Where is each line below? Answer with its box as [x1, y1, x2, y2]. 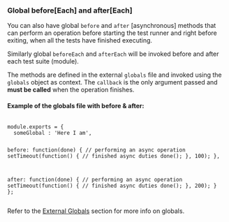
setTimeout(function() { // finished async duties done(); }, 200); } [7, 182, 217, 190]
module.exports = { [7, 123, 64, 131]
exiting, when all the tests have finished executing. [7, 36, 152, 45]
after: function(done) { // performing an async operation [7, 177, 183, 184]
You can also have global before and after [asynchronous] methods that [7, 22, 216, 30]
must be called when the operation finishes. [7, 86, 135, 94]
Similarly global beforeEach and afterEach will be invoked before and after [7, 50, 219, 58]
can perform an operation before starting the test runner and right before [7, 29, 218, 37]
